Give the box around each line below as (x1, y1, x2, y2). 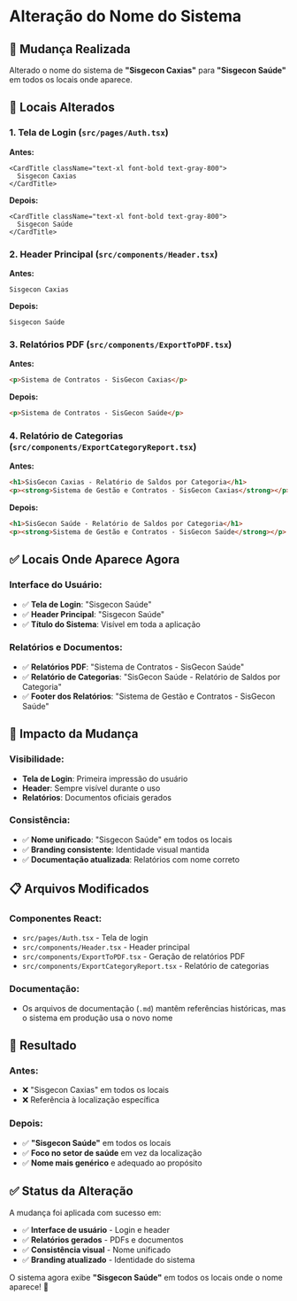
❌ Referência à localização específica (21, 1095, 160, 1105)
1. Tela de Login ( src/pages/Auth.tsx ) (9, 127, 170, 139)
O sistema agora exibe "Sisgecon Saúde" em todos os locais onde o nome (9, 1272, 283, 1282)
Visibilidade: (9, 753, 65, 765)
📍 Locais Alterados (9, 100, 115, 115)
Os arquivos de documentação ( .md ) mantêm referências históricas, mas (21, 1003, 286, 1013)
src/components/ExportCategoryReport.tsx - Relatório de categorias (21, 961, 270, 972)
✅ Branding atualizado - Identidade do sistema (21, 1254, 195, 1265)
